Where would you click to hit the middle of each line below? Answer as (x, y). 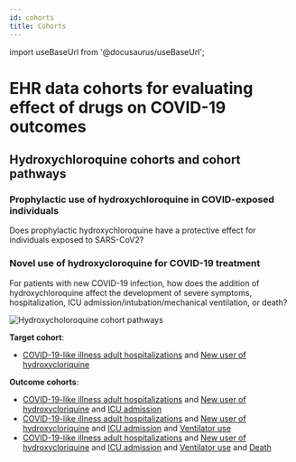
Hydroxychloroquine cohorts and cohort (125, 160)
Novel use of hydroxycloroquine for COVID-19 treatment (135, 263)
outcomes (48, 126)
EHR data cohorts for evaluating (131, 88)
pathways (38, 174)
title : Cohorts (38, 26)
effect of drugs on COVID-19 (118, 107)
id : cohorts (32, 18)
